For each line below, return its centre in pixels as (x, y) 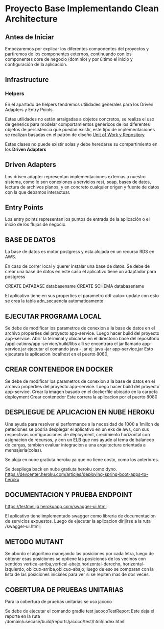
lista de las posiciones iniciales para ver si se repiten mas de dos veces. (78, 574)
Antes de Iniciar (30, 37)
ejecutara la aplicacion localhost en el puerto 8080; (57, 354)
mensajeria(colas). (24, 450)
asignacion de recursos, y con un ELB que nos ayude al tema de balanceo (80, 440)
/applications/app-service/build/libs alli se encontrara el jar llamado (73, 344)
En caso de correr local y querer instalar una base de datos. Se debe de (78, 266)
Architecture (31, 19)
